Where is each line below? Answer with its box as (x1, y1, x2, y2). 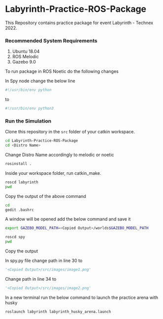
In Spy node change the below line (5, 78, 75, 84)
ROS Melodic (12, 54, 39, 60)
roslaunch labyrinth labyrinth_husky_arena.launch (5, 309, 111, 314)
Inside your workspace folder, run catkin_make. (5, 170, 101, 176)
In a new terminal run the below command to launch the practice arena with (5, 294, 159, 300)
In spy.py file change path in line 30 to (5, 257, 83, 264)
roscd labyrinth (5, 180, 38, 185)
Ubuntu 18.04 (12, 48, 40, 55)
